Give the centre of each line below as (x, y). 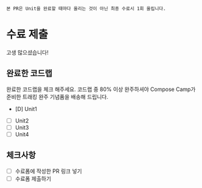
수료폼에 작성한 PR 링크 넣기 (49, 171)
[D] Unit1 (26, 109)
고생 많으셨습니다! (28, 52)
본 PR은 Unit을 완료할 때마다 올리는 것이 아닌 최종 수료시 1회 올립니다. (86, 8)
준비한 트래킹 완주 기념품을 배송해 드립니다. (57, 96)
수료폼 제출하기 (33, 178)
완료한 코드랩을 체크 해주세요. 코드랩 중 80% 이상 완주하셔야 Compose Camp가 (101, 89)
